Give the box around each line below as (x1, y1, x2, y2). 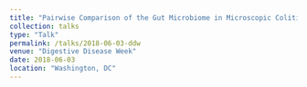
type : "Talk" (9, 30, 59, 39)
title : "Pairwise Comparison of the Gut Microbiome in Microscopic (9, 13, 272, 23)
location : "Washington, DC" (9, 64, 117, 73)
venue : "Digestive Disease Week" (9, 47, 137, 56)
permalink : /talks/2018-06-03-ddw (9, 38, 142, 48)
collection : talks (9, 22, 79, 31)
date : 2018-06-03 (9, 55, 76, 64)
